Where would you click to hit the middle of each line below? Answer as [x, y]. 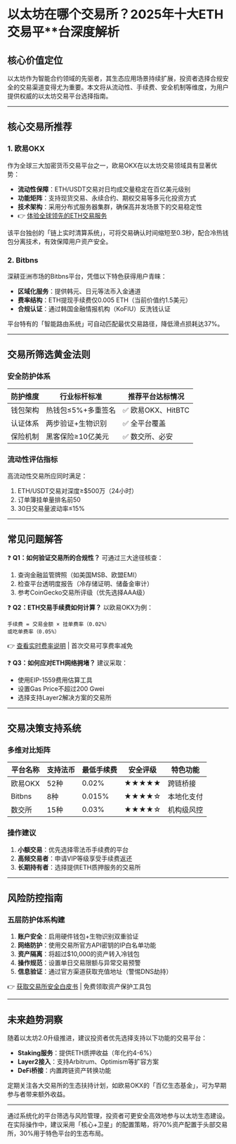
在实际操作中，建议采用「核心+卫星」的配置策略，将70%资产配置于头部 [111, 1125]
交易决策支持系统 [44, 729]
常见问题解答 [35, 539]
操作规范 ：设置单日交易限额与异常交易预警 [79, 963]
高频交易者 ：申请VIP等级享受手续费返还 [75, 858]
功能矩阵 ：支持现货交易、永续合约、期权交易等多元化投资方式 [107, 198]
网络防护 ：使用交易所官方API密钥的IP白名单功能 [87, 945]
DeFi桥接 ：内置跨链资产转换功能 [64, 1071]
